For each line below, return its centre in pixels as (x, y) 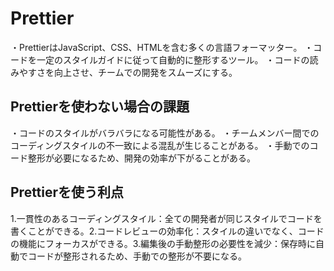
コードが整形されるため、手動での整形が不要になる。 (137, 256)
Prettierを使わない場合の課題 (100, 107)
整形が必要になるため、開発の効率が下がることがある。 (141, 158)
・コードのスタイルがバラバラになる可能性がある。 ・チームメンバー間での (165, 133)
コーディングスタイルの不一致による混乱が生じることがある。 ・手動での (160, 145)
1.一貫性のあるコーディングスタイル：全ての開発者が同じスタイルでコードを (166, 218)
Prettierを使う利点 (67, 192)
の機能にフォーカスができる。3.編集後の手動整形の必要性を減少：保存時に (163, 243)
